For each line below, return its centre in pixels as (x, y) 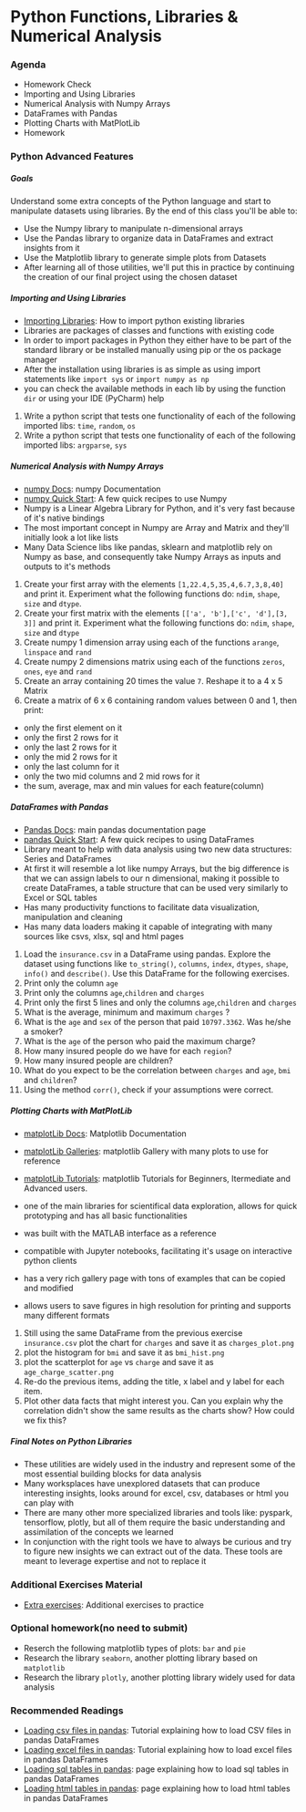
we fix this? (45, 1421)
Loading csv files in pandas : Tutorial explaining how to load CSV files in (157, 1731)
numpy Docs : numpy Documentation (92, 489)
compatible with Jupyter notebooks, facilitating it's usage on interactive (158, 1251)
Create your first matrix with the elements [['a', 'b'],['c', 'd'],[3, (155, 614)
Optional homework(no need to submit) (99, 1628)
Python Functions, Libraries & (124, 17)
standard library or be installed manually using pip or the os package (152, 350)
